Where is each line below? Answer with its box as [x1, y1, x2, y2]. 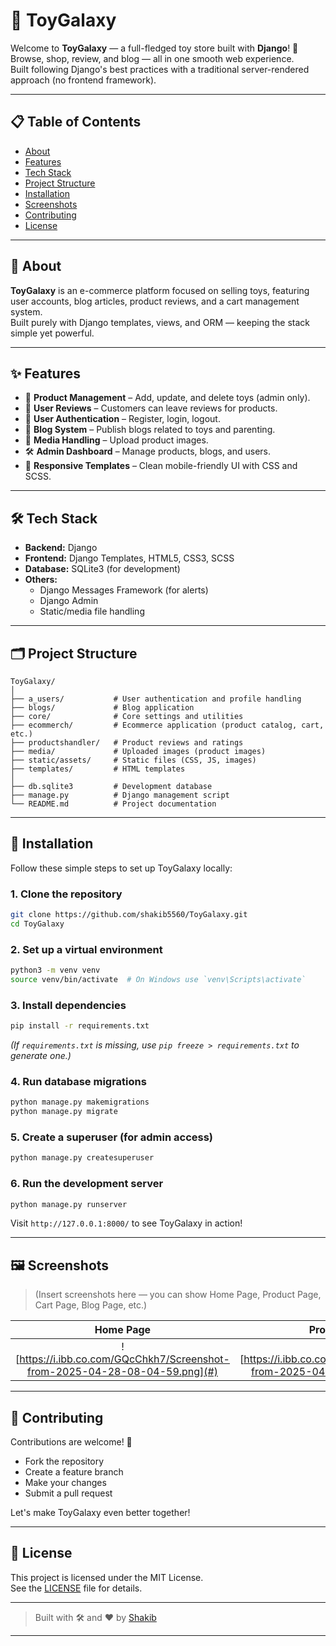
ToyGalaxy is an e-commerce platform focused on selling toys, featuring [10, 284, 310, 296]
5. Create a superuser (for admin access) [10, 1130, 214, 1144]
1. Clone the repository [10, 887, 123, 901]
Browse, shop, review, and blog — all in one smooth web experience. [10, 52, 295, 64]
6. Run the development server [10, 1177, 164, 1191]
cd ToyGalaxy [10, 919, 65, 929]
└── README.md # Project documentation [10, 799, 217, 809]
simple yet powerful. [10, 327, 95, 339]
